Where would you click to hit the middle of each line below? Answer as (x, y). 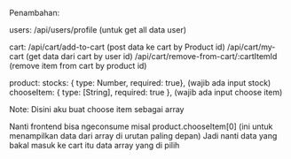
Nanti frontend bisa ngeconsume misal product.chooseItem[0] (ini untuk (141, 126)
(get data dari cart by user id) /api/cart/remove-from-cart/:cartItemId (152, 56)
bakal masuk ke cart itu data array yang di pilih (94, 145)
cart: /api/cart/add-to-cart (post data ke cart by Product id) (118, 47)
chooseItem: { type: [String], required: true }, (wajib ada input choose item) (146, 92)
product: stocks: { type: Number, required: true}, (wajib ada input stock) (140, 83)
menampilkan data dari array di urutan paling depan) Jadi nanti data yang (143, 136)
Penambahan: (35, 13)
